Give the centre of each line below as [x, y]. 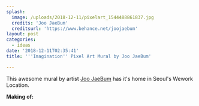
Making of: [20, 96]
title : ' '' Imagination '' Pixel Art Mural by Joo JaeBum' [79, 56]
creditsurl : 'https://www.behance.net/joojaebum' [75, 28]
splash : [16, 12]
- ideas [21, 46]
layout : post [22, 34]
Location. [18, 85]
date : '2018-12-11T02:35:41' [43, 51]
